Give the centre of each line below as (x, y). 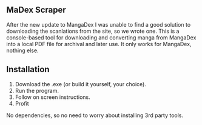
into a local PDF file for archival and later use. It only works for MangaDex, (99, 44)
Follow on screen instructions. (53, 97)
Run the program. (37, 90)
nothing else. (22, 50)
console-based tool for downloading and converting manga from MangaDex (101, 37)
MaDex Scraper (36, 10)
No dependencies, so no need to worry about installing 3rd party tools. (95, 115)
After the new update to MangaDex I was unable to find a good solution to (99, 24)
